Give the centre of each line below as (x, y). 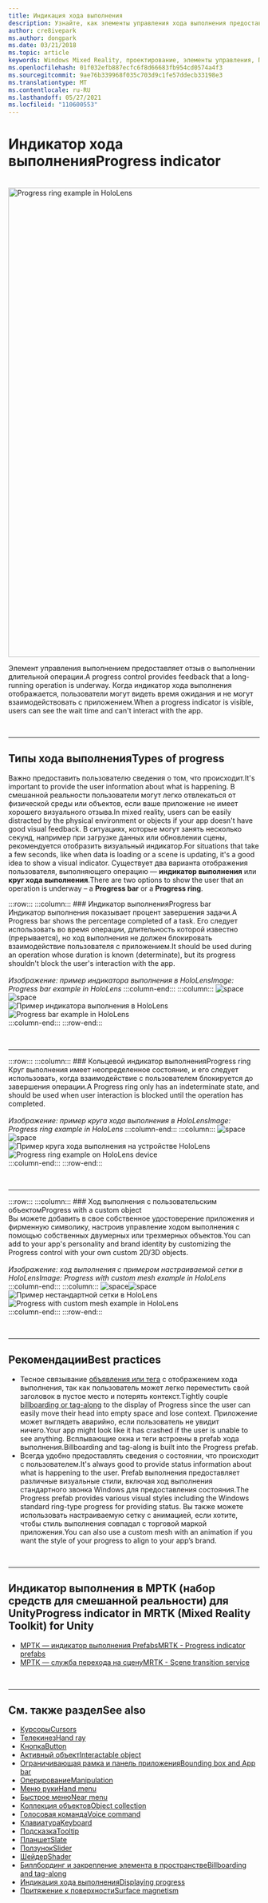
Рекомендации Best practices (85, 1360)
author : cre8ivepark (43, 30)
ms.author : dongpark (43, 38)
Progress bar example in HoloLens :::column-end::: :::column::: (111, 988)
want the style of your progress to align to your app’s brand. (118, 1540)
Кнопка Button (43, 1746)
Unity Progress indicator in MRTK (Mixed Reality (130, 1613)
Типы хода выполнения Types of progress (116, 759)
